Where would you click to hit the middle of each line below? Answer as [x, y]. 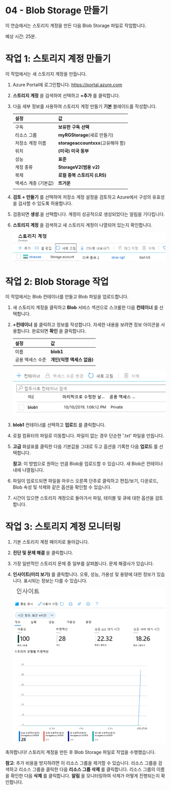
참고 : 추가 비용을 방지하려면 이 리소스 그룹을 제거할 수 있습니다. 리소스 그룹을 [81, 763]
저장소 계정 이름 [31, 143]
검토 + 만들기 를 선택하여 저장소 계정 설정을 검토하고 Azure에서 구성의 [82, 197]
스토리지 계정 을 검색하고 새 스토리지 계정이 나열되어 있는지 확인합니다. [82, 225]
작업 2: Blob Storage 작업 [57, 282]
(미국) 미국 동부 [74, 151]
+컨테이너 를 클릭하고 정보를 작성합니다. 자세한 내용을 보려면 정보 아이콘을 [86, 325]
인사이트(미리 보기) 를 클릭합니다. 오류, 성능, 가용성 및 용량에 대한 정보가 [84, 574]
